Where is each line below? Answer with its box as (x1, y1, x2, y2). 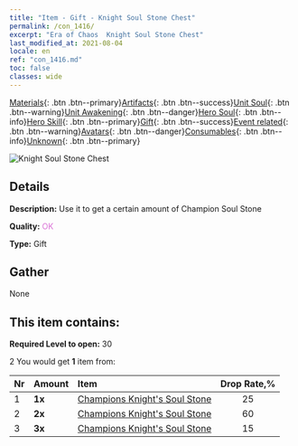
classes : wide (9, 72, 63, 81)
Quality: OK (9, 221, 54, 232)
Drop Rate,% (219, 377, 276, 390)
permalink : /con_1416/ (9, 22, 95, 31)
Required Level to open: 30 (9, 338, 113, 349)
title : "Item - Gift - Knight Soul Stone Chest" (9, 13, 196, 23)
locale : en (9, 47, 51, 56)
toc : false (9, 64, 51, 73)
